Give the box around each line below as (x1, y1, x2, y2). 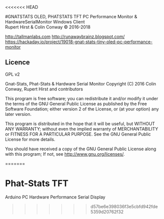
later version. (5, 111, 32, 117)
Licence (5, 58, 30, 67)
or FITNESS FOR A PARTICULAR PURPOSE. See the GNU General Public (5, 131, 151, 137)
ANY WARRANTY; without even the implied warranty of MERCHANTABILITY (5, 126, 159, 132)
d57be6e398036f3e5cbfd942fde (90, 203, 158, 209)
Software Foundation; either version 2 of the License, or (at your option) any (5, 106, 159, 112)
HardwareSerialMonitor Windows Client (5, 19, 85, 25)
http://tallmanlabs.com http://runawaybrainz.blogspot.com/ (5, 34, 125, 39)
